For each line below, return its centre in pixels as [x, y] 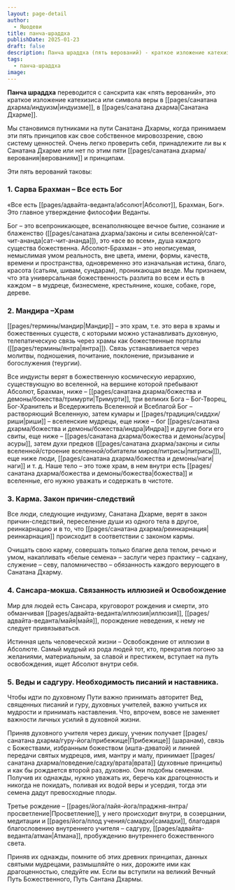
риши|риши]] [27, 421]
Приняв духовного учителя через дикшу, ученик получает [94, 733]
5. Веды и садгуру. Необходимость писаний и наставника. [113, 681]
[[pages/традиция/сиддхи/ [180, 414]
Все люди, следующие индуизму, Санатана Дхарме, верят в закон [107, 514]
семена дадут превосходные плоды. [62, 792]
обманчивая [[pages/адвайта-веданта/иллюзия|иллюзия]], [95, 613]
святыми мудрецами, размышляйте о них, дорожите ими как [99, 864]
